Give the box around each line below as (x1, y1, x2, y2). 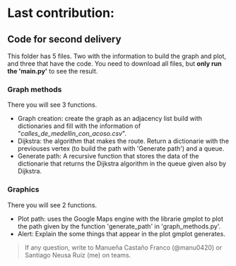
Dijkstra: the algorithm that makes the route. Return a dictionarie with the (17, 137, 230, 146)
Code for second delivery (7, 33, 122, 45)
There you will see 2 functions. (7, 200, 98, 209)
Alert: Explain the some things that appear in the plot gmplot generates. (17, 229, 226, 238)
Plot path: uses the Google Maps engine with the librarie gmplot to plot (17, 214, 224, 223)
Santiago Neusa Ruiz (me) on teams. (24, 250, 131, 259)
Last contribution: (7, 5, 114, 21)
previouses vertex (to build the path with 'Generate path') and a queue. (17, 144, 225, 153)
